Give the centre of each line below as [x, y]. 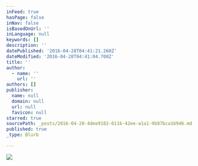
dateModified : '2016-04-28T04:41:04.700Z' [60, 57]
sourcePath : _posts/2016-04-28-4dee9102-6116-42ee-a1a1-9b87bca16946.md [99, 124]
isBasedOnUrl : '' [28, 29]
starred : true [24, 118]
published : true [26, 129]
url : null [24, 107]
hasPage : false [25, 17]
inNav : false [23, 23]
